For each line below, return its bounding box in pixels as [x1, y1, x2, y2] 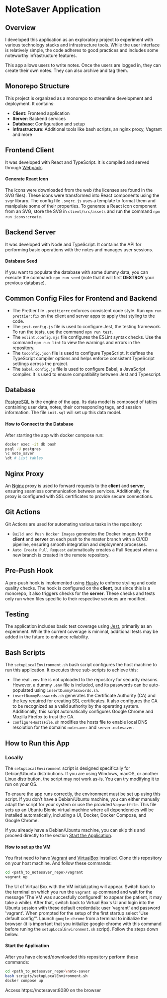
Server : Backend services [12, 115, 66, 121]
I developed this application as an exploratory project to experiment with [5, 36, 154, 42]
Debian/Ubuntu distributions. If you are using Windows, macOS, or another [5, 770, 159, 776]
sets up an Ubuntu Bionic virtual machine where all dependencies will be [5, 807, 154, 813]
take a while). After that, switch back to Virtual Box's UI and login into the [5, 899, 155, 905]
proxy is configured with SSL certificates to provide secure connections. [5, 493, 153, 499]
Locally [5, 754, 23, 761]
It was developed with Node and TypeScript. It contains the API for [5, 241, 142, 247]
